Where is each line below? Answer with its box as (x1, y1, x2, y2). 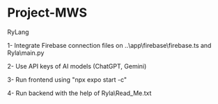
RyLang (7, 28, 29, 36)
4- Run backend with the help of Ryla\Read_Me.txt (7, 89, 152, 97)
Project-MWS (7, 5, 87, 21)
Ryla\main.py (7, 49, 45, 57)
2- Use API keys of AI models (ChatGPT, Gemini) (7, 62, 147, 70)
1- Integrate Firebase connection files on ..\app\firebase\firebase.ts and (7, 41, 212, 49)
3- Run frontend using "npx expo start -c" (7, 75, 127, 84)
